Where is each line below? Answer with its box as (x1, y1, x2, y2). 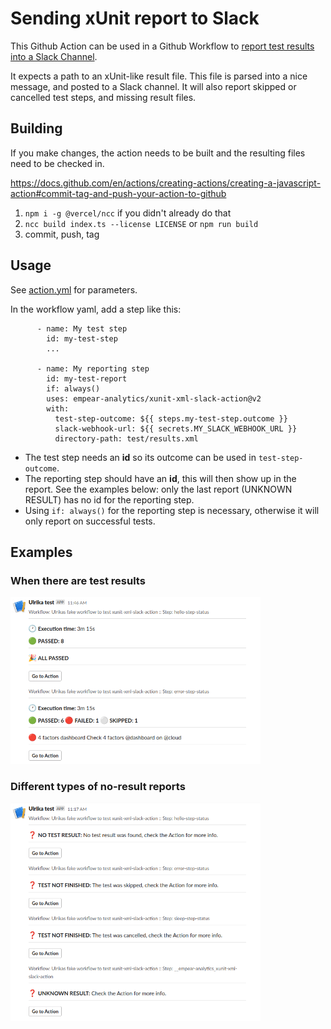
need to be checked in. (10, 157, 105, 169)
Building (10, 120, 63, 137)
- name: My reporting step (36, 363, 150, 374)
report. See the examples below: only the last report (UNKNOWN (24, 483, 293, 495)
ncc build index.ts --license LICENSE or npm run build (24, 217, 259, 229)
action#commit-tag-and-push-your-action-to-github (10, 187, 227, 199)
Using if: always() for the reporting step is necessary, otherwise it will (24, 504, 320, 516)
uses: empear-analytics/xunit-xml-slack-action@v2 (46, 393, 262, 404)
